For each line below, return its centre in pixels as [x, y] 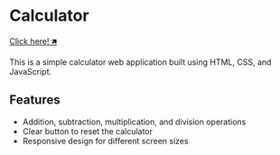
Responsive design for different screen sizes [105, 141]
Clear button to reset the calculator [88, 131]
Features [35, 100]
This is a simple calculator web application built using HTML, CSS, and [140, 62]
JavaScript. [31, 71]
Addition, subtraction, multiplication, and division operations [134, 122]
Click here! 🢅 [33, 41]
